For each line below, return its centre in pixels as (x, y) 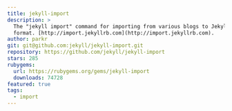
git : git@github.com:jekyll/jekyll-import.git (75, 46)
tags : (15, 90)
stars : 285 (23, 59)
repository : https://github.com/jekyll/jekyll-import (86, 52)
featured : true (29, 84)
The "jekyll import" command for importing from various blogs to (111, 26)
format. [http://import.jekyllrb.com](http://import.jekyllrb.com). (114, 33)
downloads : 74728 (38, 78)
